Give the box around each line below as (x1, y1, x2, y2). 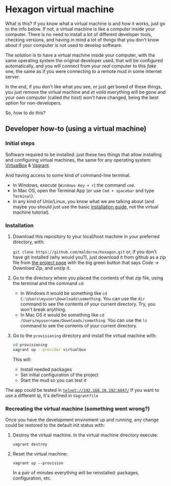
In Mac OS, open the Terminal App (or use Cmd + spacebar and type (12, 187, 155, 193)
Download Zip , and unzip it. (12, 265, 71, 271)
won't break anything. (20, 306, 66, 312)
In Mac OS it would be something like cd (20, 312, 105, 318)
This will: (12, 356, 32, 363)
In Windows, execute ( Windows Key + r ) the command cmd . (12, 182, 135, 188)
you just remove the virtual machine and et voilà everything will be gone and (5, 89, 166, 95)
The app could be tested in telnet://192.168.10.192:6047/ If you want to (5, 387, 159, 393)
